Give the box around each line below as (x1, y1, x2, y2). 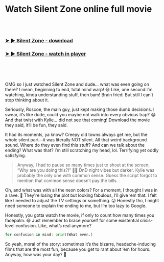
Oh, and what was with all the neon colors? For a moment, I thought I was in (5, 187, 158, 193)
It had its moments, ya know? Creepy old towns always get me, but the (5, 131, 148, 138)
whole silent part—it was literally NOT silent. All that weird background (5, 137, 147, 143)
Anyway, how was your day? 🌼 (5, 252, 67, 258)
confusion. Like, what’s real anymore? (15, 223, 92, 229)
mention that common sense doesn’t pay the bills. (17, 178, 118, 183)
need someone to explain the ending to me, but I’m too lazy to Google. (5, 203, 147, 209)
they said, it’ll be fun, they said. (5, 122, 68, 128)
